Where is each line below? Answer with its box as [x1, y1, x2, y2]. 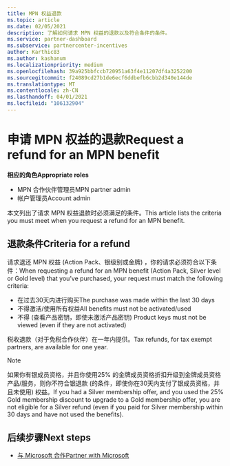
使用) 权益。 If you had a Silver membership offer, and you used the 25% [19, 387, 224, 396]
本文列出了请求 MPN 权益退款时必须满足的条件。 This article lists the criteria [7, 208, 222, 217]
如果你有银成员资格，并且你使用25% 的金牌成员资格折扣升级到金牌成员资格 [7, 370, 222, 378]
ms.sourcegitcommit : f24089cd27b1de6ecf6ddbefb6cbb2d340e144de [7, 74, 193, 81]
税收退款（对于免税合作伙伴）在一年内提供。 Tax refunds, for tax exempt [7, 335, 212, 343]
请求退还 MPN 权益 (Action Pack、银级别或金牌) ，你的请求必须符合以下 [7, 258, 211, 266]
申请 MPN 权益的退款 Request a [7, 132, 185, 148]
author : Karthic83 [7, 49, 60, 56]
